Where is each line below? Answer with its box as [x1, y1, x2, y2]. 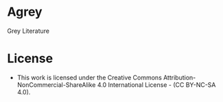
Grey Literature [7, 27, 50, 35]
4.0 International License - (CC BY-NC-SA [97, 80, 216, 89]
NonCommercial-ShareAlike [16, 80, 96, 89]
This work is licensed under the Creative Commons [16, 73, 163, 81]
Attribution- [163, 73, 196, 81]
